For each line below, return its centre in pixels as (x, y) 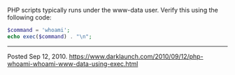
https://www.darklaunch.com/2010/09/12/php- (136, 56)
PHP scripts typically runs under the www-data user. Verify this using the (113, 10)
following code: (29, 17)
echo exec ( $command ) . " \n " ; (50, 36)
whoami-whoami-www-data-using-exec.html (73, 64)
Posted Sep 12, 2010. (37, 56)
